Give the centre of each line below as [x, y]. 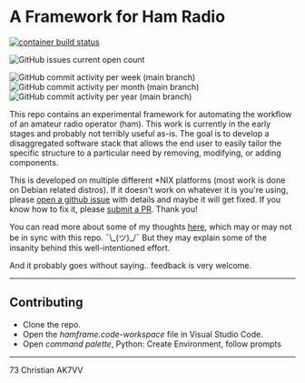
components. [34, 162]
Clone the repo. [52, 324]
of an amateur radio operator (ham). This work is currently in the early [140, 124]
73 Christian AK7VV [46, 369]
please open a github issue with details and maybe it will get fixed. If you [145, 199]
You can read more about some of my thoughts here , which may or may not [151, 227]
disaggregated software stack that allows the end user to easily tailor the [146, 143]
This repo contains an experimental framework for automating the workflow [151, 114]
